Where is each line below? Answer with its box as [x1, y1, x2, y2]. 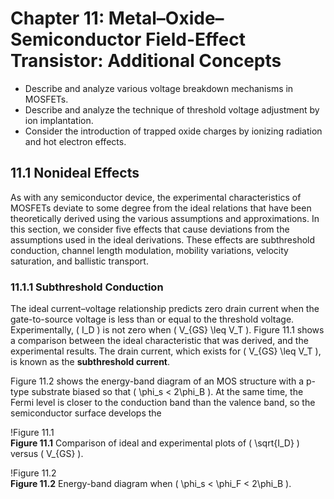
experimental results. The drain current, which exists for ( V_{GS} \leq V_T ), [10, 345, 322, 357]
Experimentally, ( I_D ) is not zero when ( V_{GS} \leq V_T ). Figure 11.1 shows [10, 324, 325, 336]
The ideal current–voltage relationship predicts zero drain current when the [10, 303, 320, 315]
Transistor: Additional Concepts [10, 50, 282, 72]
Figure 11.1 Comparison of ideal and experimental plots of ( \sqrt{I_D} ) [10, 437, 300, 449]
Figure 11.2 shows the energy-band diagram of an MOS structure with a [10, 375, 305, 387]
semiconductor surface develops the [10, 407, 162, 419]
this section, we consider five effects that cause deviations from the [10, 223, 290, 235]
